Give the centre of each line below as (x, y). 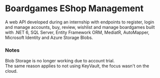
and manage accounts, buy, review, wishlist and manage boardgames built (80, 27)
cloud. (11, 71)
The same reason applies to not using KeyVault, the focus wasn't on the (77, 66)
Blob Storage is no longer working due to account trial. (60, 61)
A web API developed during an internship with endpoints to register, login (80, 22)
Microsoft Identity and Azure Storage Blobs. (49, 38)
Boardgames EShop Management (74, 9)
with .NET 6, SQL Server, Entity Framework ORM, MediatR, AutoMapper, (77, 32)
